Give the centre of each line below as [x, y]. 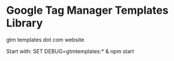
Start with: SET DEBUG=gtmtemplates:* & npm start [70, 51]
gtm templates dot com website [45, 39]
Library [25, 23]
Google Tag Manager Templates [88, 10]
